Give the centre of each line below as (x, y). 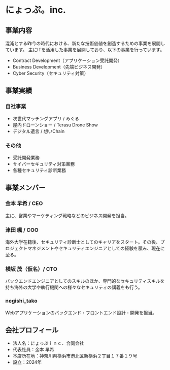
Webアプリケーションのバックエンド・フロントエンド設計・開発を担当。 (81, 313)
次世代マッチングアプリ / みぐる (46, 118)
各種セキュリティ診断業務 (39, 170)
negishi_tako (21, 301)
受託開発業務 (26, 157)
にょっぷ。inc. (36, 10)
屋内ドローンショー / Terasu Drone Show (55, 125)
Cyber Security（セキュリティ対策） (50, 73)
